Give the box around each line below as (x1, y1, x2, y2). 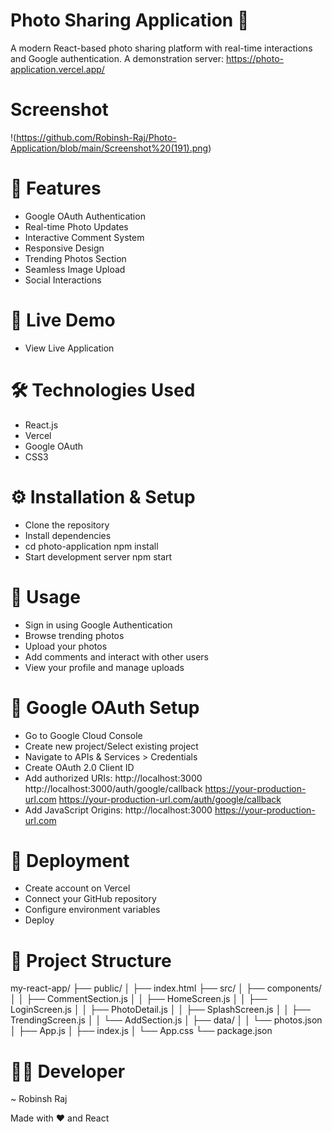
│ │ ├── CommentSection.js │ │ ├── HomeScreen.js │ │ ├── (10, 993, 268, 1005)
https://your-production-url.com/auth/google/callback (58, 793, 282, 805)
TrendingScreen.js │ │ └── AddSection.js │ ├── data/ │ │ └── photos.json (10, 1014, 323, 1026)
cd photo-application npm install (24, 540, 159, 552)
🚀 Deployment (10, 849, 130, 872)
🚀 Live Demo (10, 309, 116, 331)
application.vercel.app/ (10, 63, 105, 75)
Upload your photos (24, 640, 108, 652)
